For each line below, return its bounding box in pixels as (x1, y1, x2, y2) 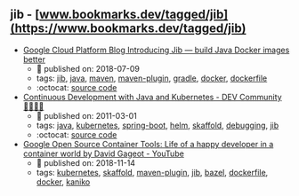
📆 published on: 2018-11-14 (36, 157, 136, 168)
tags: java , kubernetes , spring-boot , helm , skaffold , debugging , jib (36, 120, 279, 130)
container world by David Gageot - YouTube (22, 148, 185, 159)
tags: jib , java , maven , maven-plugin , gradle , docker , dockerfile (36, 73, 268, 83)
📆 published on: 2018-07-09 (36, 63, 141, 74)
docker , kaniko (36, 176, 91, 187)
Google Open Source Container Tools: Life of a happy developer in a (22, 138, 274, 149)
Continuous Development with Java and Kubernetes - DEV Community (22, 91, 283, 102)
